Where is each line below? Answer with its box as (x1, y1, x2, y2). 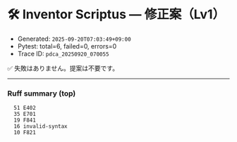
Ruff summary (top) (7, 89, 76, 98)
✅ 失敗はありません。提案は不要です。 (7, 64, 119, 72)
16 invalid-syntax (13, 123, 68, 130)
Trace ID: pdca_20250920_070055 (17, 49, 109, 58)
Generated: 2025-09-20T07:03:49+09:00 (17, 34, 132, 43)
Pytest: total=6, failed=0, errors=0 (17, 41, 117, 50)
